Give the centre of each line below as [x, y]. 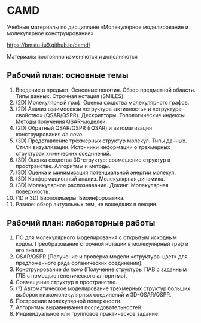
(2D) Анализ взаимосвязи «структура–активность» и [83, 109]
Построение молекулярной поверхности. [68, 301]
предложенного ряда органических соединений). [79, 263]
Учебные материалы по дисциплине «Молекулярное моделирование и [98, 27]
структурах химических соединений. [63, 153]
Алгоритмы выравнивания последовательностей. [79, 307]
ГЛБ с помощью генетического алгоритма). [71, 275]
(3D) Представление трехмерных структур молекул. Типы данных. [101, 141]
